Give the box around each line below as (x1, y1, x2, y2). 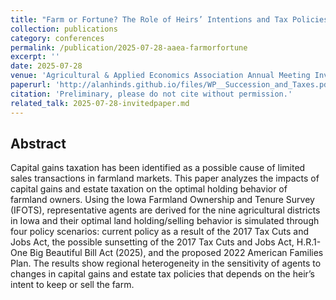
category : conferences (10, 33, 105, 43)
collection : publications (10, 24, 118, 34)
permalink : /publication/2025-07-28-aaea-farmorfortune (10, 42, 248, 53)
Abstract (10, 135, 67, 152)
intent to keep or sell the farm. (10, 279, 135, 291)
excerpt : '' (10, 52, 60, 62)
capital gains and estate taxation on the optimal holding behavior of (10, 183, 288, 195)
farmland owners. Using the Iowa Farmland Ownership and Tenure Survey (10, 194, 315, 206)
